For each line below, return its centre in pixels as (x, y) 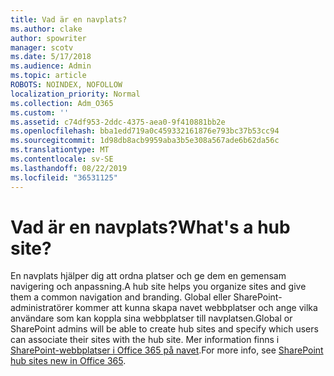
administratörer (42, 308)
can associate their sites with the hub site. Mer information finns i (145, 340)
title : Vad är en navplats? (69, 19)
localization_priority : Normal (75, 94)
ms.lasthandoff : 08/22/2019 (69, 168)
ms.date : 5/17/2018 (51, 57)
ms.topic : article (48, 76)
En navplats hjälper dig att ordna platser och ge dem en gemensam (148, 276)
